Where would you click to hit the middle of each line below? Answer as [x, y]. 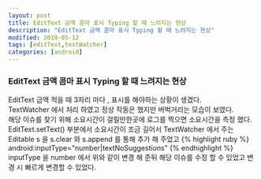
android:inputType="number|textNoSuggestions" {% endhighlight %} [121, 148]
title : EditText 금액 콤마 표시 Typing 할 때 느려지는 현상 [97, 23]
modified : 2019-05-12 [44, 37]
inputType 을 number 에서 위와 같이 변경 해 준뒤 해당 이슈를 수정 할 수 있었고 [127, 158]
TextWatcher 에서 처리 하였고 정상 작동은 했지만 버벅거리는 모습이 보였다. [121, 110]
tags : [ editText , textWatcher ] [58, 45]
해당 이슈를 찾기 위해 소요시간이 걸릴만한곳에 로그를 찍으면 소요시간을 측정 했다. [130, 120]
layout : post [30, 15]
